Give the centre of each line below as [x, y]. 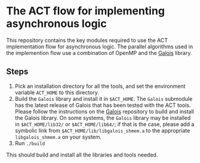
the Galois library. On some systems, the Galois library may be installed [103, 118]
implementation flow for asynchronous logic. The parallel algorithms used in [100, 47]
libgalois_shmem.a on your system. [58, 137]
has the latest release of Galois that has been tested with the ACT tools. [103, 105]
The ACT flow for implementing [86, 11]
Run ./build [30, 143]
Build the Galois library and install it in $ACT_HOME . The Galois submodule [104, 99]
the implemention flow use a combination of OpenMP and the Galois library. [99, 53]
